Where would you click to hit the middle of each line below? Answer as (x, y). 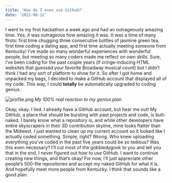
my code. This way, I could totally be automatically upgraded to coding (81, 84)
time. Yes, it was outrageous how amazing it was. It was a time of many (81, 35)
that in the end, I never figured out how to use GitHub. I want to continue (82, 153)
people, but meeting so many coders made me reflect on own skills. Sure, (83, 56)
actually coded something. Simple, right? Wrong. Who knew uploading (80, 136)
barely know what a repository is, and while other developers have (93, 120)
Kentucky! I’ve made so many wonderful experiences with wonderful (78, 51)
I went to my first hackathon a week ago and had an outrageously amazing (84, 29)
